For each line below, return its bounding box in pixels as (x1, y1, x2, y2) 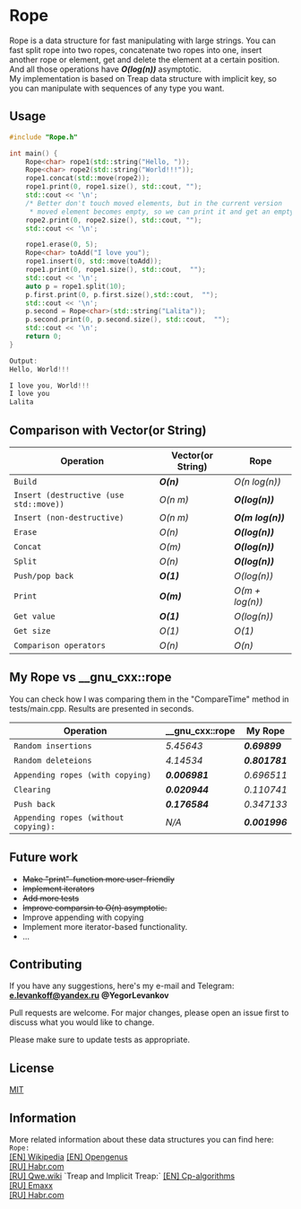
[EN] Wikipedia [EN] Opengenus (9, 1152, 128, 1162)
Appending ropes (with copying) (13, 769, 152, 780)
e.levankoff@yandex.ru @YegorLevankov (9, 990, 169, 1001)
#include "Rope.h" (9, 132, 78, 142)
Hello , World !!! (9, 364, 70, 373)
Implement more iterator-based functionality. (21, 921, 188, 932)
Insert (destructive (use (13, 490, 125, 500)
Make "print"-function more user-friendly (21, 873, 175, 884)
